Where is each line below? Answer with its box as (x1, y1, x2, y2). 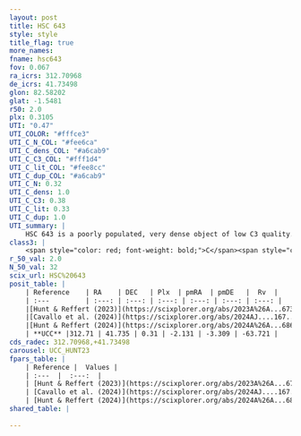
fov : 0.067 (9, 64, 50, 73)
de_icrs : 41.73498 (9, 80, 78, 89)
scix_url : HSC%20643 (9, 271, 87, 280)
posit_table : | (9, 279, 66, 288)
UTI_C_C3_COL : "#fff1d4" (9, 154, 102, 164)
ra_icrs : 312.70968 (9, 72, 82, 81)
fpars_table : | (9, 355, 66, 363)
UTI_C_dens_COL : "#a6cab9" (9, 146, 110, 155)
